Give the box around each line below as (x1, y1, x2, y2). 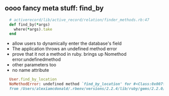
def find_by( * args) (9, 22, 50, 27)
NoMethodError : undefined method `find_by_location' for (9, 81, 132, 87)
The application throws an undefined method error (12, 46, 117, 52)
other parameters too (12, 62, 57, 68)
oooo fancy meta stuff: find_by (5, 4, 104, 13)
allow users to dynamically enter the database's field (12, 40, 122, 47)
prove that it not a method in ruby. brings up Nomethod (12, 51, 127, 57)
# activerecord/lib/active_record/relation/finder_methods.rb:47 (9, 17, 150, 22)
